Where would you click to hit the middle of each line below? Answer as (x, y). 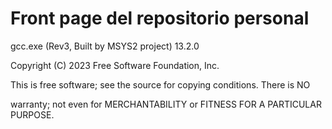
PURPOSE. (32, 114)
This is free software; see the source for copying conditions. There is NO (160, 84)
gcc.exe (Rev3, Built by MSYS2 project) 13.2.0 (105, 46)
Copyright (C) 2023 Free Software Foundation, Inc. (115, 65)
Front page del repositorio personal (160, 18)
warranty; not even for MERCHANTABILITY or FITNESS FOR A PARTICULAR (166, 104)
